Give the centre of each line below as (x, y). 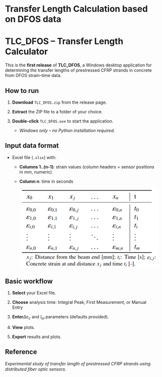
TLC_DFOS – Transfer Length (64, 41)
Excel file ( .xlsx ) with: (34, 157)
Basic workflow (29, 281)
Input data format (32, 146)
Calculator (26, 52)
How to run (22, 91)
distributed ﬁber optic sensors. (36, 369)
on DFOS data (33, 19)
